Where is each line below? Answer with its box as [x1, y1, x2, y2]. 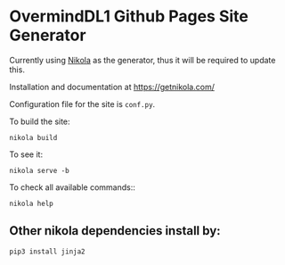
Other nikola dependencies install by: [9, 223, 221, 238]
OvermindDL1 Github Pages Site [9, 6, 249, 27]
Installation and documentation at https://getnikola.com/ [9, 81, 216, 92]
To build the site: [9, 116, 70, 127]
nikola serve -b [9, 166, 69, 175]
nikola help [9, 199, 53, 208]
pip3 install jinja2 [9, 247, 86, 256]
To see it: [9, 149, 43, 160]
